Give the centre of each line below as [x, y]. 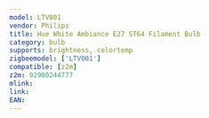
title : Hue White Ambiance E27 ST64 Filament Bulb [105, 34]
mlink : [21, 83]
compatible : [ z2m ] [43, 67]
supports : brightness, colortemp [71, 51]
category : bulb [37, 42]
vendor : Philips [39, 26]
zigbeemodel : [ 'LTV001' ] [55, 59]
